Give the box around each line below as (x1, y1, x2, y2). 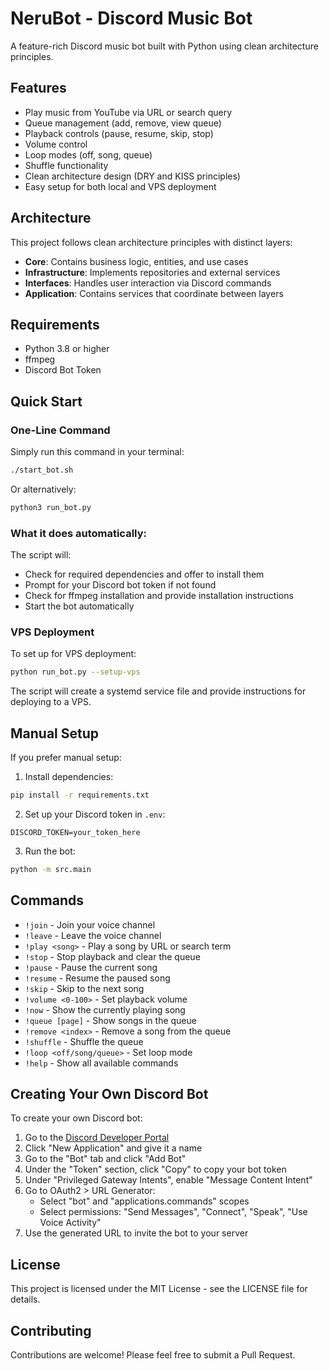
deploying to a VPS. (10, 696, 92, 708)
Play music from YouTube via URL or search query (24, 106, 233, 118)
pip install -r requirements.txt (10, 790, 150, 801)
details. (10, 1293, 41, 1306)
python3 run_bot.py (10, 502, 92, 512)
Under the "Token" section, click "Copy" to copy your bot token (24, 1163, 287, 1176)
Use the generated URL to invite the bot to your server (24, 1227, 249, 1239)
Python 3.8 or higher (24, 343, 110, 355)
